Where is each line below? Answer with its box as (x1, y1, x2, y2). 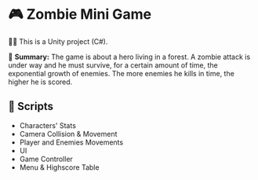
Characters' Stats (19, 120, 77, 130)
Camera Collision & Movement (19, 129, 118, 138)
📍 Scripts (8, 100, 53, 113)
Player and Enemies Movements (19, 138, 124, 147)
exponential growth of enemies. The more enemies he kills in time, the (8, 68, 235, 78)
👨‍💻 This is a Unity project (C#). (8, 36, 108, 46)
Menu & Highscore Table (19, 162, 100, 172)
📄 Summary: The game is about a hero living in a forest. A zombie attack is (8, 52, 251, 61)
